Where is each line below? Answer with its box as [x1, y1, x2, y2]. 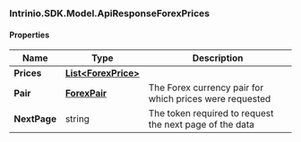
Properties [9, 29, 50, 40]
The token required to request [148, 107, 274, 120]
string [64, 113, 90, 125]
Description [192, 52, 244, 64]
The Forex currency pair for [148, 81, 264, 94]
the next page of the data [148, 119, 255, 131]
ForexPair [64, 88, 107, 100]
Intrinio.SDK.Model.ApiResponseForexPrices [9, 7, 211, 20]
